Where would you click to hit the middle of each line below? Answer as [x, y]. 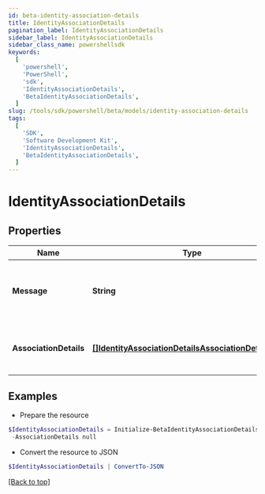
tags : [17, 119]
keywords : [24, 52]
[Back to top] [29, 481]
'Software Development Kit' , [70, 140]
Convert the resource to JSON [69, 452]
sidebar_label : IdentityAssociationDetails [81, 38]
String [104, 291]
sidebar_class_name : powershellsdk [67, 45]
